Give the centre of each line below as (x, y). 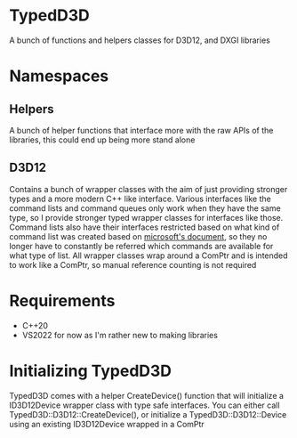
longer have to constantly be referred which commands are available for (141, 246)
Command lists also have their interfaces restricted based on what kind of (144, 227)
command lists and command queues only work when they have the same (145, 208)
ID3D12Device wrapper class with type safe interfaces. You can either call (144, 405)
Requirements (62, 300)
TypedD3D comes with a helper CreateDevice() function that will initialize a (147, 395)
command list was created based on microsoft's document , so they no (138, 236)
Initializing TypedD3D (90, 371)
